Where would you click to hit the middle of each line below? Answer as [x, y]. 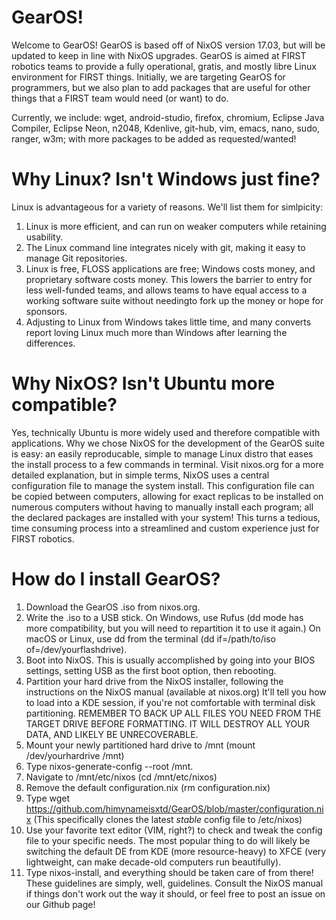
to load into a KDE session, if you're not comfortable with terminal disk [170, 702]
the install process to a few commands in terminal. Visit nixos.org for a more [167, 464]
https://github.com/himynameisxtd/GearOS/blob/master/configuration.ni [174, 808]
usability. [44, 237]
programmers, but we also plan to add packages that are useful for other [161, 87]
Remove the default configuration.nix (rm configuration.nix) [148, 787]
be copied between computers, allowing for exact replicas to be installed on [167, 496]
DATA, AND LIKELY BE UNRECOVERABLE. [112, 734]
